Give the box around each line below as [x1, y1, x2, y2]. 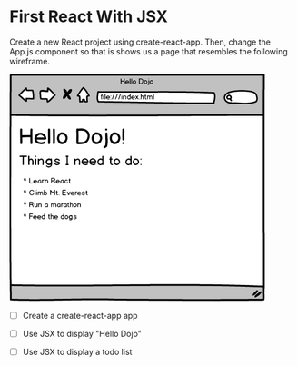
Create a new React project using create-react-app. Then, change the [9, 36, 271, 47]
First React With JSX [9, 6, 168, 27]
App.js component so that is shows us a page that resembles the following [9, 45, 288, 56]
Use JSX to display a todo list [22, 347, 133, 358]
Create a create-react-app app [22, 310, 138, 321]
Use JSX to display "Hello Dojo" [22, 329, 143, 339]
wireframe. [9, 55, 50, 66]
